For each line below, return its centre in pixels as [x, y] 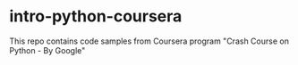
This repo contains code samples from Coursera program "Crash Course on [149, 41]
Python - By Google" [47, 50]
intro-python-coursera [96, 16]
